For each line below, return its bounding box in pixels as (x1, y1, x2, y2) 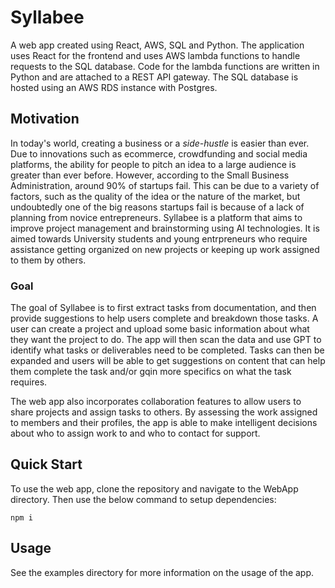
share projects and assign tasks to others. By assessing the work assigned (10, 406, 318, 418)
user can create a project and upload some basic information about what (10, 323, 310, 335)
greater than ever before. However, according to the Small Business (10, 169, 290, 181)
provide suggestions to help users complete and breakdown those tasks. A (10, 312, 319, 325)
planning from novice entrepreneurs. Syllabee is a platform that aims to (10, 211, 303, 223)
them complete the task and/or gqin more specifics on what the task (10, 366, 292, 378)
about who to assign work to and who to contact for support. (10, 427, 261, 440)
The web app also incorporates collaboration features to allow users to (10, 396, 302, 408)
